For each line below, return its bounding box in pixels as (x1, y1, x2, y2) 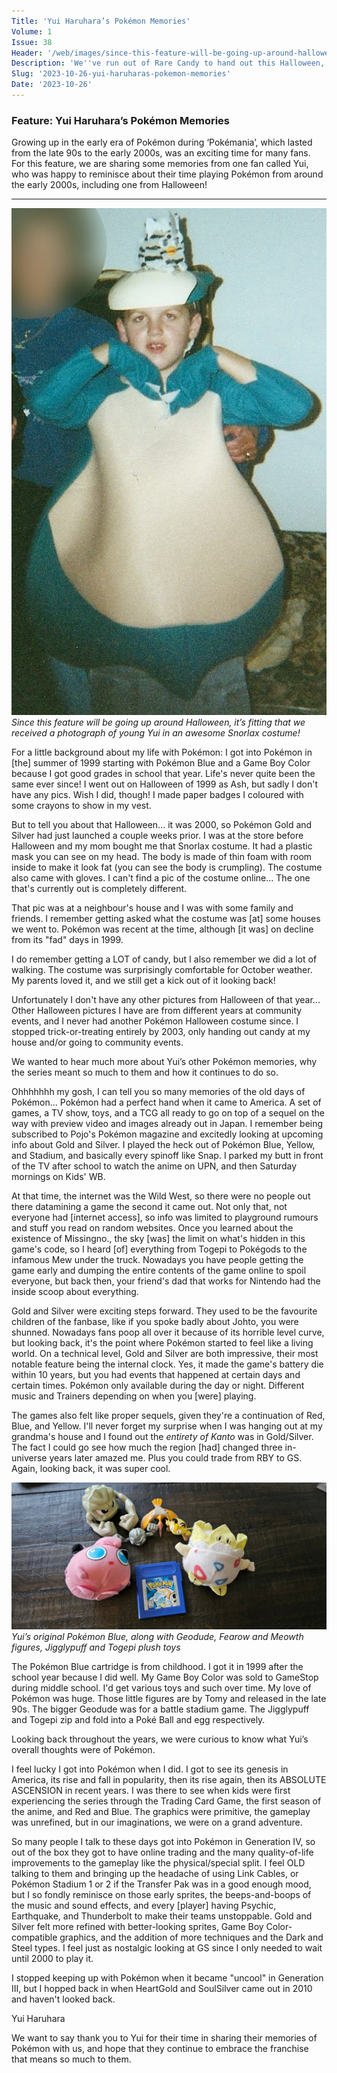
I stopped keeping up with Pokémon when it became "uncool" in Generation (11, 1972, 324, 1984)
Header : (11, 48, 44, 58)
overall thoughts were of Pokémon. (11, 1744, 156, 1756)
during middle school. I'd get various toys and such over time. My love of (11, 1682, 312, 1694)
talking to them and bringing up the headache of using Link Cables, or (11, 1868, 299, 1880)
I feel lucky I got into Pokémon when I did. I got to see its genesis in (11, 1763, 289, 1775)
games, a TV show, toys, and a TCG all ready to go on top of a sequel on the (11, 1107, 326, 1119)
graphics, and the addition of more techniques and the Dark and (59, 1931, 324, 1944)
